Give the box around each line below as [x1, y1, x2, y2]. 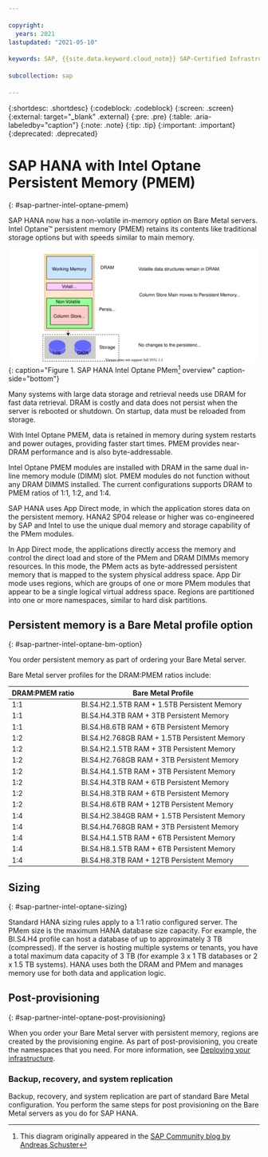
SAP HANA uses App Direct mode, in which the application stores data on [8, 503, 250, 513]
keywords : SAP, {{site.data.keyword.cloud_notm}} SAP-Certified [8, 55, 227, 63]
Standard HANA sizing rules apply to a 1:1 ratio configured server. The [8, 917, 238, 926]
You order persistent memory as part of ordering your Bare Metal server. [8, 655, 246, 664]
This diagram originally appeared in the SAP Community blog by [19, 1131, 231, 1141]
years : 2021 [15, 30, 56, 38]
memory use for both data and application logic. [8, 968, 166, 977]
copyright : [8, 21, 45, 30]
